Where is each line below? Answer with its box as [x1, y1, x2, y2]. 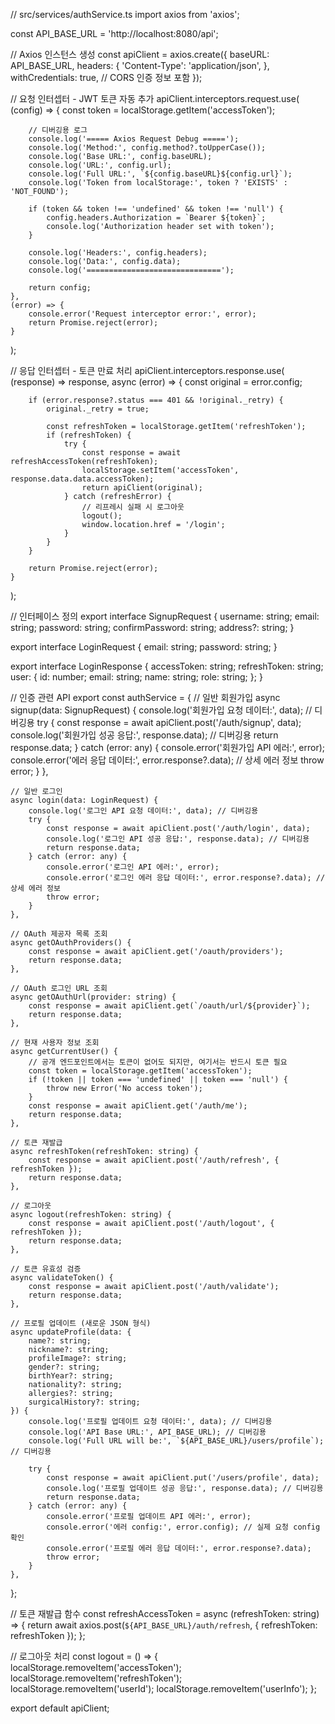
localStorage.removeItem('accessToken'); [10, 1662, 182, 1673]
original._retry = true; [46, 404, 150, 414]
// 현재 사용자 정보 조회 [10, 1038, 100, 1048]
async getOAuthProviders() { [10, 938, 132, 948]
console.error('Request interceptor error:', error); [28, 309, 257, 319]
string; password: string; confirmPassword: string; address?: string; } [10, 622, 295, 633]
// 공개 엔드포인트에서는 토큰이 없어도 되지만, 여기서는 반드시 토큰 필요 [28, 1057, 288, 1067]
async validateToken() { [10, 1273, 114, 1283]
